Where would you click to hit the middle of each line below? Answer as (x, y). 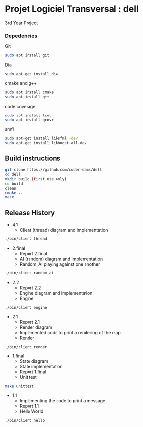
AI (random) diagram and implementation (61, 259)
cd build (14, 184)
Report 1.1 (29, 406)
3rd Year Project (22, 23)
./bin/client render (26, 347)
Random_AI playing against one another (60, 264)
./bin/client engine (26, 307)
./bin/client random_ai (29, 273)
